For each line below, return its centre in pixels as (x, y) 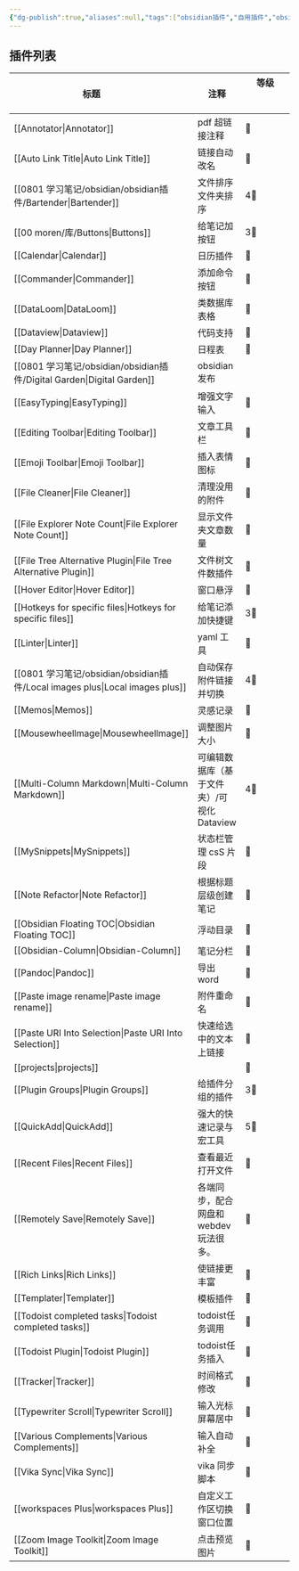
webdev (214, 1226)
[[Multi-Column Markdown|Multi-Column (101, 783)
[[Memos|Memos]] (53, 710)
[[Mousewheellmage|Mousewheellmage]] (101, 733)
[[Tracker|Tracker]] (54, 1382)
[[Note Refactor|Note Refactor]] (81, 895)
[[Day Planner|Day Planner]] (73, 349)
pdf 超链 (215, 123)
